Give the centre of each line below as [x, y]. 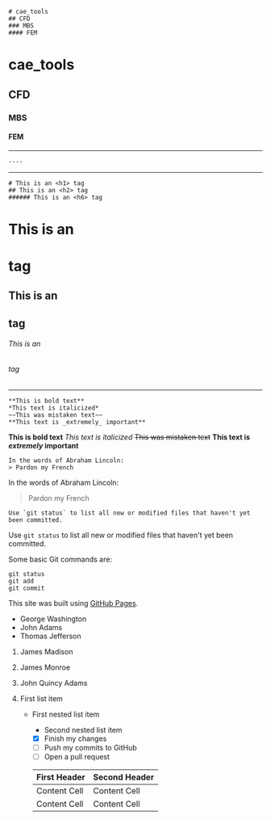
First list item [41, 698]
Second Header [124, 777]
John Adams [41, 627]
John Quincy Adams [54, 683]
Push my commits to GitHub [90, 747]
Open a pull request [77, 756]
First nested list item [66, 714]
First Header [61, 777]
